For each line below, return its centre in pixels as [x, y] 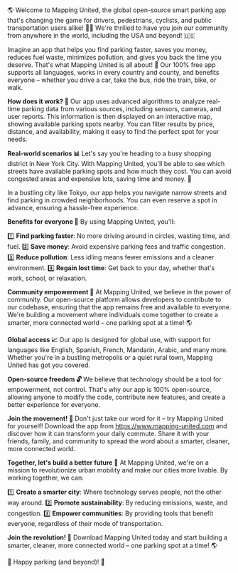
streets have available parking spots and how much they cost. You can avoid [119, 171]
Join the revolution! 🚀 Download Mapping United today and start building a [118, 537]
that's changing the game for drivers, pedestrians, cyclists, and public [109, 20]
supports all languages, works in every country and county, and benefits [113, 72]
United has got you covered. [49, 365]
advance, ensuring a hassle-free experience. [73, 208]
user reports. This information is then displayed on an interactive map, [110, 117]
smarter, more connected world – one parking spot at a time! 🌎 [100, 322]
